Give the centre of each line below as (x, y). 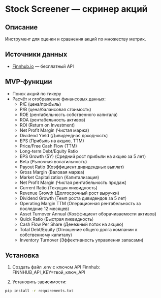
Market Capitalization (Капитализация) (59, 177)
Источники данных (36, 54)
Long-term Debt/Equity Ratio (49, 151)
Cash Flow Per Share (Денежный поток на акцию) (71, 224)
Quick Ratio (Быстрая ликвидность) (57, 219)
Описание (21, 27)
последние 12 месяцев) (44, 209)
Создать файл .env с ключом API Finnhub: (56, 267)
